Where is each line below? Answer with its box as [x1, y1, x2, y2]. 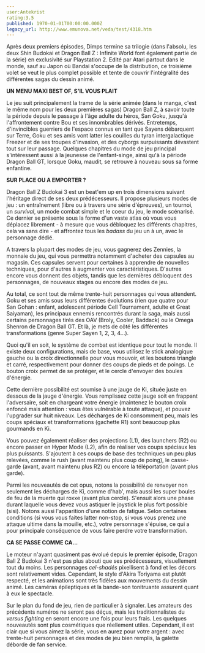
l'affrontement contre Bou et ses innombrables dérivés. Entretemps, [6, 119, 177, 126]
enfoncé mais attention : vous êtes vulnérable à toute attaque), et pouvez [6, 406, 191, 413]
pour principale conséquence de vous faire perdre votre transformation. [6, 527, 188, 535]
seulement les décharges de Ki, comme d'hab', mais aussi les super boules [6, 488, 196, 495]
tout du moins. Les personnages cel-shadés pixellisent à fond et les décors [6, 564, 196, 571]
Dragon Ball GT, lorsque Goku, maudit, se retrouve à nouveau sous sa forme [6, 158, 198, 166]
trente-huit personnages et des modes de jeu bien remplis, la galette [6, 635, 179, 642]
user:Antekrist [6, 9, 45, 15]
